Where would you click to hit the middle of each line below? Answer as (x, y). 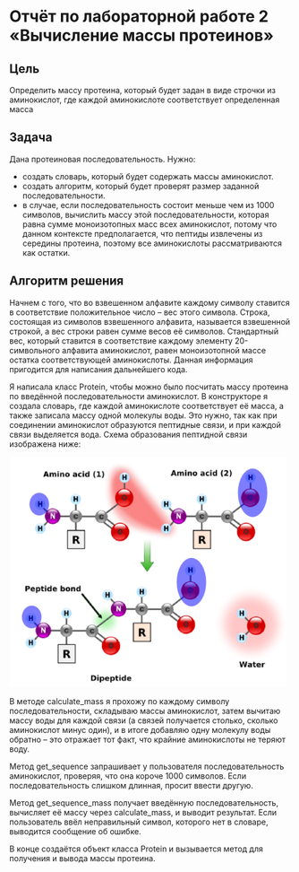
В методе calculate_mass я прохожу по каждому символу (120, 701)
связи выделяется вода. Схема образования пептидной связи (128, 434)
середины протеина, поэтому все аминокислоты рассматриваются (152, 243)
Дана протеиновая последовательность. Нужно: (103, 159)
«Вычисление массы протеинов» (142, 35)
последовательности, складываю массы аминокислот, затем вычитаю (145, 711)
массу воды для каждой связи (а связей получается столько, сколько (144, 720)
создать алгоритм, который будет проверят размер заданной (141, 186)
